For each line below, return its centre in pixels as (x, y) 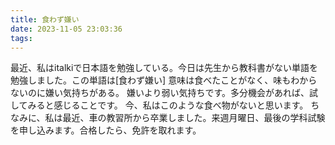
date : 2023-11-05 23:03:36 (66, 29)
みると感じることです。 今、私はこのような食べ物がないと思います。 (168, 105)
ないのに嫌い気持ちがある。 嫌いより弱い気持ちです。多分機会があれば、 (160, 93)
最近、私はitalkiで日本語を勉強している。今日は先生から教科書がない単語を (164, 68)
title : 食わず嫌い (45, 19)
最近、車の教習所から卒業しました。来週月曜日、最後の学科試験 (194, 118)
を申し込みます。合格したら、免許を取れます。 (106, 130)
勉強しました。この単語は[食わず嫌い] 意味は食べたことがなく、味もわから (164, 80)
